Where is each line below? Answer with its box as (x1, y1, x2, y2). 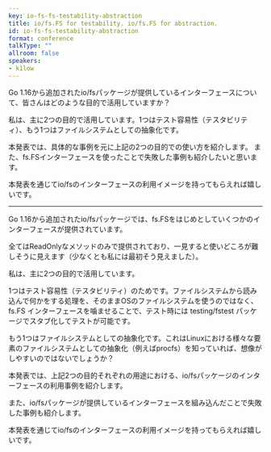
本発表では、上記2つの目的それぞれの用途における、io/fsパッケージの (8, 370, 240, 380)
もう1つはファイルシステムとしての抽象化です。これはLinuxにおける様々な (8, 333, 254, 343)
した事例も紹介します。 (8, 408, 86, 417)
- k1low (8, 65, 35, 73)
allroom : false (8, 49, 60, 57)
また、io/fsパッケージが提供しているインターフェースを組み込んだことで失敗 (8, 397, 262, 408)
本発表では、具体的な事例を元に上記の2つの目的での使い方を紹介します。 (8, 142, 252, 152)
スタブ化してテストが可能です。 (29, 316, 135, 325)
